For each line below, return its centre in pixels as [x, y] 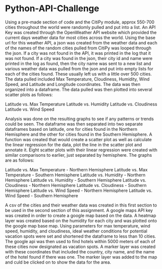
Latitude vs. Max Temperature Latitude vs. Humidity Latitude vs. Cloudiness [81, 104]
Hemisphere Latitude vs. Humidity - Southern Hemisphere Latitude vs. [76, 180]
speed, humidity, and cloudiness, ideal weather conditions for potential [76, 231]
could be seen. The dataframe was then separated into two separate [74, 124]
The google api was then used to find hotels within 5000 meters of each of [80, 241]
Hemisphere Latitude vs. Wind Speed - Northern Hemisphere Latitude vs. [79, 190]
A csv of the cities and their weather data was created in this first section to [81, 205]
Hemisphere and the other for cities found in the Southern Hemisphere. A [79, 134]
